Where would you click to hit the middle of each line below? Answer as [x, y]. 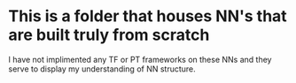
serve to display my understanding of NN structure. [102, 69]
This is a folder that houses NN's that [148, 16]
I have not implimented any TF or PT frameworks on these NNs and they [140, 59]
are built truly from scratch [109, 35]
